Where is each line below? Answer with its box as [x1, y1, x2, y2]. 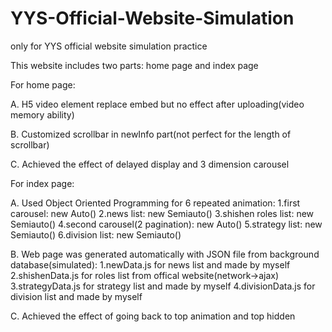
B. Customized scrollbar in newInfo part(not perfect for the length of [10, 128, 292, 140]
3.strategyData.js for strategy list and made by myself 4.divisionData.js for [10, 280, 316, 292]
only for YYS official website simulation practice [10, 40, 208, 52]
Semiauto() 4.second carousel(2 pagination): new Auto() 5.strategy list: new [10, 218, 323, 230]
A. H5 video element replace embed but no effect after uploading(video [10, 98, 305, 110]
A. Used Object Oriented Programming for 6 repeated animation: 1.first [10, 197, 301, 209]
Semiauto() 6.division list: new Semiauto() [10, 228, 182, 241]
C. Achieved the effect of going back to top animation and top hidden [10, 310, 296, 322]
